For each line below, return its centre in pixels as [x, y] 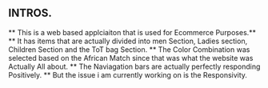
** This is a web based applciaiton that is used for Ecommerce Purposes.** [132, 32]
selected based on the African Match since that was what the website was [131, 58]
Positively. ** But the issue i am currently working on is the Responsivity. [128, 74]
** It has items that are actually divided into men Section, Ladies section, [128, 41]
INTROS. [30, 13]
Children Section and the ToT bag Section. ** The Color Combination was [129, 49]
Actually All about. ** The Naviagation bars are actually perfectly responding [134, 66]
